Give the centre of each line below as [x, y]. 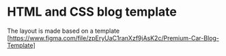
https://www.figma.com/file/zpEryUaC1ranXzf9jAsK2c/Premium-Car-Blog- [114, 38]
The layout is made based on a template [63, 31]
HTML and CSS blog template [92, 12]
